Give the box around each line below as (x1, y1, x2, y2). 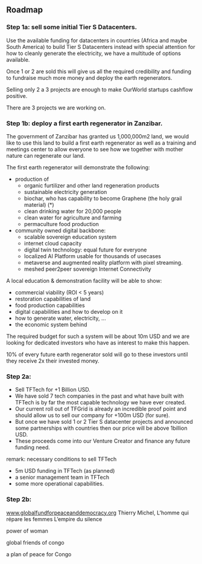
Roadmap (6, 5, 43, 15)
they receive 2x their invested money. (6, 357, 99, 365)
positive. (6, 92, 28, 99)
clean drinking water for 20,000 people (24, 207, 122, 215)
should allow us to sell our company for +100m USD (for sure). (14, 412, 170, 419)
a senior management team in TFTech (14, 474, 110, 481)
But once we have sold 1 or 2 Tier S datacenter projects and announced (14, 418, 193, 426)
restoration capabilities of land (14, 295, 91, 302)
